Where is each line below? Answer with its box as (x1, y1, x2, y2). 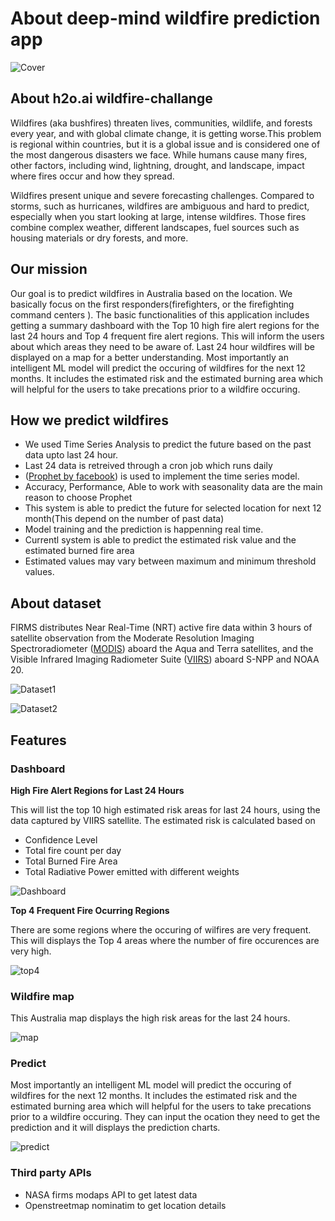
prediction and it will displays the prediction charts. (10, 1122, 221, 1134)
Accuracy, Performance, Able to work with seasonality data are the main (24, 481, 323, 493)
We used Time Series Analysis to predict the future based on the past (24, 438, 312, 451)
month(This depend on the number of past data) (24, 513, 225, 525)
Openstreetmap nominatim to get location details (24, 1199, 227, 1211)
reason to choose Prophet (24, 492, 133, 504)
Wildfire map (10, 989, 75, 1003)
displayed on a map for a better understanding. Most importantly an (10, 351, 289, 363)
